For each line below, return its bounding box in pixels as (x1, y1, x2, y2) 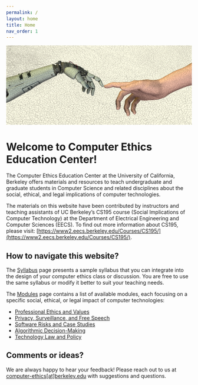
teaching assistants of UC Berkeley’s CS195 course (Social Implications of (6, 208, 186, 216)
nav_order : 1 (6, 28, 38, 34)
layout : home (6, 15, 38, 22)
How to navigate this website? (6, 251, 119, 261)
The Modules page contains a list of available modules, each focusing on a (6, 291, 187, 298)
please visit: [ (6, 227, 39, 234)
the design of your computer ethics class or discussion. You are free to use (6, 273, 189, 280)
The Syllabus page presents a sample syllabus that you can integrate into (6, 266, 184, 274)
